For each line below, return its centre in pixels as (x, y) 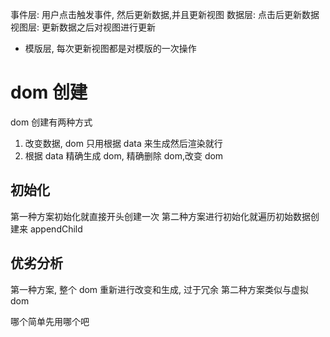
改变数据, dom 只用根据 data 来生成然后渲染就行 (123, 143)
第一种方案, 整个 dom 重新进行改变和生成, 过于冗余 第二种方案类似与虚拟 (159, 289)
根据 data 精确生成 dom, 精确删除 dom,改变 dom (124, 155)
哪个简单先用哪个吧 (50, 321)
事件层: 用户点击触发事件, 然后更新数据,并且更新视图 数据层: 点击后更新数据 (165, 14)
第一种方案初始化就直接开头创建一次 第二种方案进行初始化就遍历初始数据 (160, 216)
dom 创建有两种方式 (51, 122)
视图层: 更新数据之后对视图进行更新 (83, 27)
